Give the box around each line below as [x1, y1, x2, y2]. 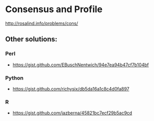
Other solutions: [5, 35, 58, 44]
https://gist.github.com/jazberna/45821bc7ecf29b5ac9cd [12, 110, 132, 116]
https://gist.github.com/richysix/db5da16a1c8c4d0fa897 [12, 86, 130, 92]
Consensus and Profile [5, 4, 102, 15]
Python [5, 74, 24, 82]
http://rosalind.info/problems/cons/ [5, 20, 78, 26]
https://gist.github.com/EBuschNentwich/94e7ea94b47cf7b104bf [12, 62, 149, 68]
